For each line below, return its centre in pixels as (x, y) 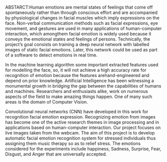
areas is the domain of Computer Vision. (47, 102)
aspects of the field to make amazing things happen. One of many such (79, 96)
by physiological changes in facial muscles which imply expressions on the (82, 18)
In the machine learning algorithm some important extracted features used (82, 65)
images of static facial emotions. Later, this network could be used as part (81, 50)
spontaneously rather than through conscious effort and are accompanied (81, 12)
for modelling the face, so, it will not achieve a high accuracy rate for (76, 70)
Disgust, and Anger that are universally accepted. (56, 154)
